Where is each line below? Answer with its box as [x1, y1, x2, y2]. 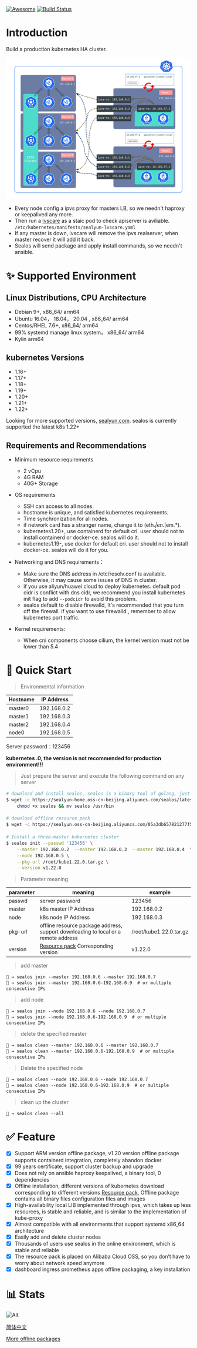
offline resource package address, [39, 922, 123, 929]
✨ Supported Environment [6, 269, 137, 282]
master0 [8, 704, 29, 711]
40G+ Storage [23, 480, 58, 487]
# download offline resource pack [6, 815, 91, 821]
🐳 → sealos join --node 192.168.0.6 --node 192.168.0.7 [6, 1008, 145, 1014]
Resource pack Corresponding [39, 942, 114, 949]
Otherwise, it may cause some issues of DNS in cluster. [23, 576, 157, 583]
